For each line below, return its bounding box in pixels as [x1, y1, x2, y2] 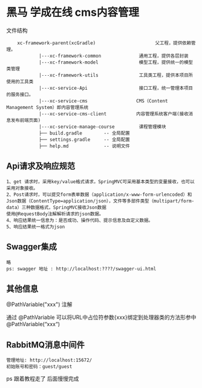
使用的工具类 [6, 78, 34, 85]
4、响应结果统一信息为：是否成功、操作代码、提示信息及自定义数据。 [6, 217, 153, 223]
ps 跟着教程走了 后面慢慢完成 [6, 375, 79, 383]
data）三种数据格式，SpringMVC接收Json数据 [6, 204, 107, 210]
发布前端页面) [10, 117, 41, 123]
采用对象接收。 [6, 185, 38, 191]
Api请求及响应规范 [6, 161, 76, 172]
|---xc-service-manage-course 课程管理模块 [38, 124, 166, 130]
